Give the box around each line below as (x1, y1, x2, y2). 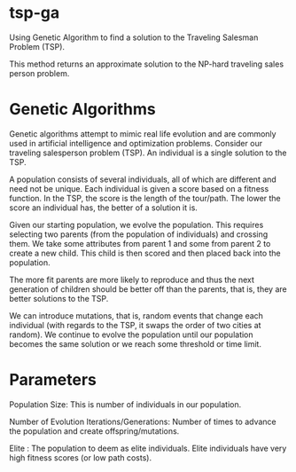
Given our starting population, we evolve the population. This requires (9, 219, 264, 230)
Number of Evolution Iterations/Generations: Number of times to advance (9, 416, 277, 427)
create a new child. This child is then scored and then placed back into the (9, 248, 281, 258)
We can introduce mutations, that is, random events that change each (9, 310, 264, 321)
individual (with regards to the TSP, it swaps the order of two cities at (9, 319, 261, 330)
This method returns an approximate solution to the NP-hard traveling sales (9, 59, 284, 69)
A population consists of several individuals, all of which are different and (9, 174, 277, 185)
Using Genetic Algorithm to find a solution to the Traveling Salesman (9, 32, 259, 43)
